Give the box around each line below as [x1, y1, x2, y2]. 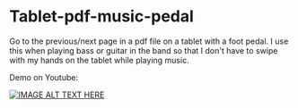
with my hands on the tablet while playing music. [9, 54, 190, 65]
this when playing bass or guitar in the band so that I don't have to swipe [9, 45, 278, 55]
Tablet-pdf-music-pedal [9, 6, 195, 27]
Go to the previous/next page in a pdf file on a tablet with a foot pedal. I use [9, 36, 289, 46]
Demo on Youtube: [9, 71, 79, 82]
